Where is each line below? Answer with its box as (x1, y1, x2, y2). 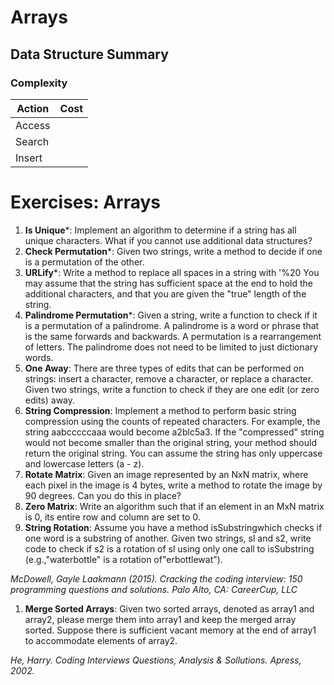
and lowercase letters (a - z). (24, 457, 145, 470)
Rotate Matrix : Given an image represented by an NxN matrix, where (24, 468, 309, 480)
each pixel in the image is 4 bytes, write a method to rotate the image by (24, 479, 323, 491)
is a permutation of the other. (24, 256, 145, 268)
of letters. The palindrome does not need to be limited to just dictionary (24, 341, 318, 353)
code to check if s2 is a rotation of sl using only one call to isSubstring (24, 542, 315, 555)
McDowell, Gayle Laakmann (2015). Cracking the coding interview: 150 (10, 572, 303, 585)
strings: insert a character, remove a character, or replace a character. (24, 372, 314, 385)
